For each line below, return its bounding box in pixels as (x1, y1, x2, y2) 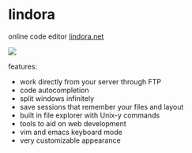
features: (8, 62, 38, 71)
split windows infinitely (19, 93, 95, 103)
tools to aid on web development (19, 118, 126, 128)
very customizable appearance (19, 136, 121, 145)
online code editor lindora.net (8, 32, 104, 41)
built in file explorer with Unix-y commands (19, 110, 160, 120)
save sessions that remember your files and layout (19, 102, 184, 111)
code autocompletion (19, 85, 89, 95)
